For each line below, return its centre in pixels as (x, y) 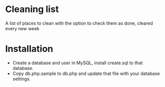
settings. (22, 78)
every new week (22, 28)
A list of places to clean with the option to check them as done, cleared (79, 23)
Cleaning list (32, 9)
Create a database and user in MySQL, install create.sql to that (77, 63)
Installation (29, 49)
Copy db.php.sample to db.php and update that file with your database (86, 73)
